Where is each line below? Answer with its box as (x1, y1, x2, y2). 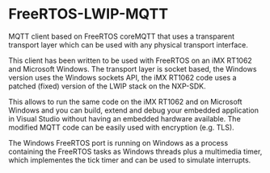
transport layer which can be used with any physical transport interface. (8, 39, 249, 49)
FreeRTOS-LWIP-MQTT (8, 5, 168, 23)
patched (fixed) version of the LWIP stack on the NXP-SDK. (8, 81, 206, 91)
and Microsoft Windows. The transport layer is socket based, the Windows (8, 64, 257, 73)
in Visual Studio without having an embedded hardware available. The (8, 113, 241, 123)
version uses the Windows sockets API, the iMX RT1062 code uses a (8, 72, 237, 82)
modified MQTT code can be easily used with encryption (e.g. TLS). (8, 122, 234, 132)
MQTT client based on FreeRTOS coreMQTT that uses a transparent (8, 31, 235, 41)
